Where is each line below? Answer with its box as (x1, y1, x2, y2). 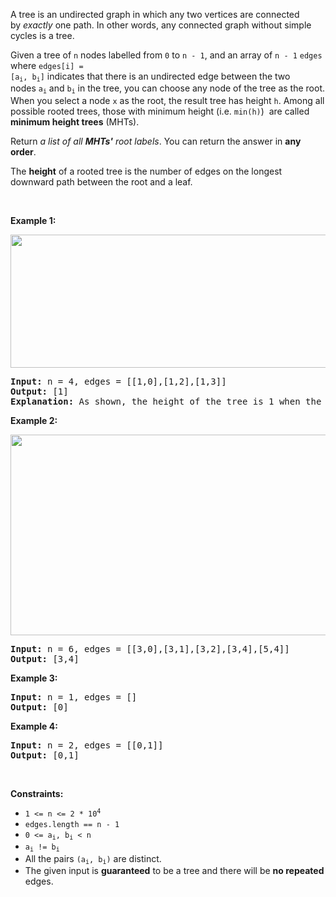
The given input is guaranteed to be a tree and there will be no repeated (24, 864, 325, 876)
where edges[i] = (10, 60, 84, 71)
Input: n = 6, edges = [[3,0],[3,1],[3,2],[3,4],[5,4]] (10, 643, 290, 654)
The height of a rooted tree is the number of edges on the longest (10, 165, 283, 177)
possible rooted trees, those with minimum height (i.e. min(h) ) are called (10, 105, 310, 117)
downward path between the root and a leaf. (10, 175, 193, 188)
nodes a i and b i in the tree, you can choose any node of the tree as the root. (10, 82, 325, 96)
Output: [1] (10, 385, 69, 397)
